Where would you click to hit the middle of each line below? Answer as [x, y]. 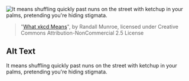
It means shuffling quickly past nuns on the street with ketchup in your [92, 65]
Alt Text [21, 51]
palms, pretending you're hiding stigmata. [57, 72]
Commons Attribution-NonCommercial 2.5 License [82, 33]
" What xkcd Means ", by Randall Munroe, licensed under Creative [100, 27]
